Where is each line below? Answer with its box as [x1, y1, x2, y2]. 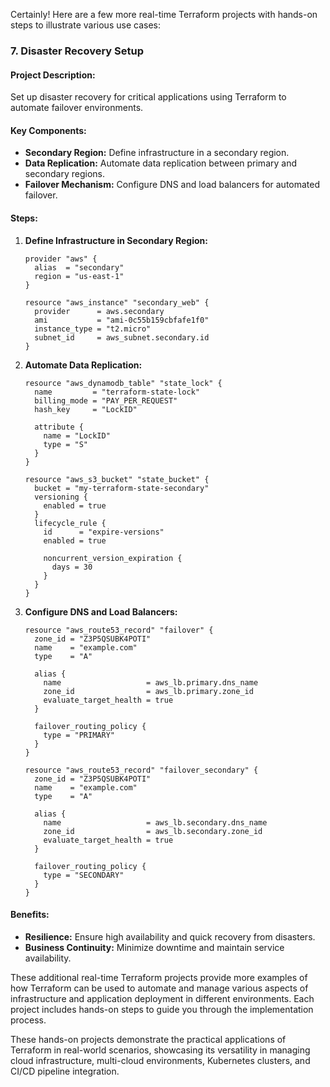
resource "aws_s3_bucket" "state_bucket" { [24, 474, 210, 484]
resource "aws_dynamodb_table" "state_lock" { [24, 378, 223, 388]
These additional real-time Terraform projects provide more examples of [10, 971, 308, 983]
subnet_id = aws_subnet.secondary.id [34, 332, 210, 343]
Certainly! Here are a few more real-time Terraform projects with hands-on [10, 9, 318, 20]
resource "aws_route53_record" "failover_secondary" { [24, 765, 259, 775]
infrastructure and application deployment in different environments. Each [10, 992, 315, 1004]
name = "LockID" [43, 430, 111, 441]
